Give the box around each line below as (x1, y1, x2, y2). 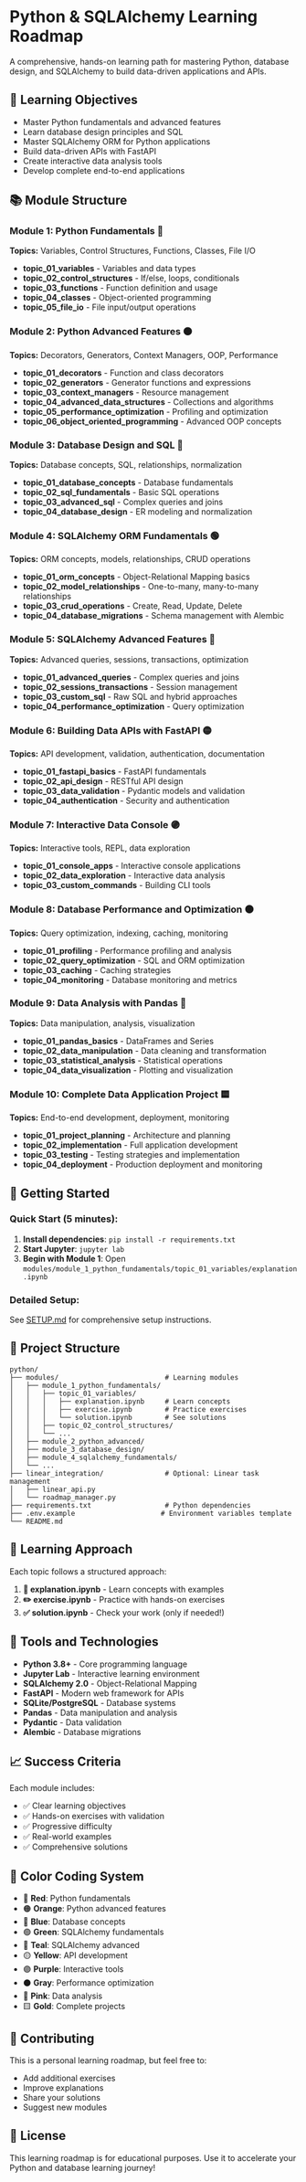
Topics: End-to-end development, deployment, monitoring (9, 1112, 230, 1123)
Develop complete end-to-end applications (22, 164, 185, 175)
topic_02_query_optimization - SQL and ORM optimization (22, 955, 245, 966)
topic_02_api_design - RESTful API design (22, 775, 185, 787)
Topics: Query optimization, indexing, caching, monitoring (9, 927, 228, 938)
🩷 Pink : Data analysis (22, 1990, 103, 2002)
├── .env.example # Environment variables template (9, 1509, 292, 1518)
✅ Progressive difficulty (22, 1821, 112, 1832)
